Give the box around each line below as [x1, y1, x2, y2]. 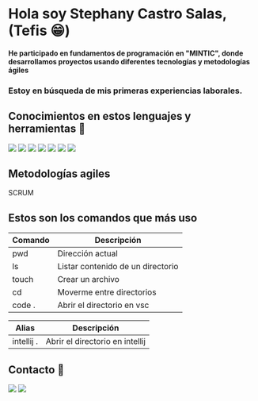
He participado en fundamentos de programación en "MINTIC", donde [8, 48, 244, 58]
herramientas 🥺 [8, 122, 85, 136]
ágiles [8, 65, 29, 75]
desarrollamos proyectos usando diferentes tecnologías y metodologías [8, 56, 251, 66]
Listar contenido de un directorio [57, 261, 179, 272]
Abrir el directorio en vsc [57, 299, 150, 310]
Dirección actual [57, 248, 119, 259]
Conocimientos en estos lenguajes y [8, 110, 192, 123]
